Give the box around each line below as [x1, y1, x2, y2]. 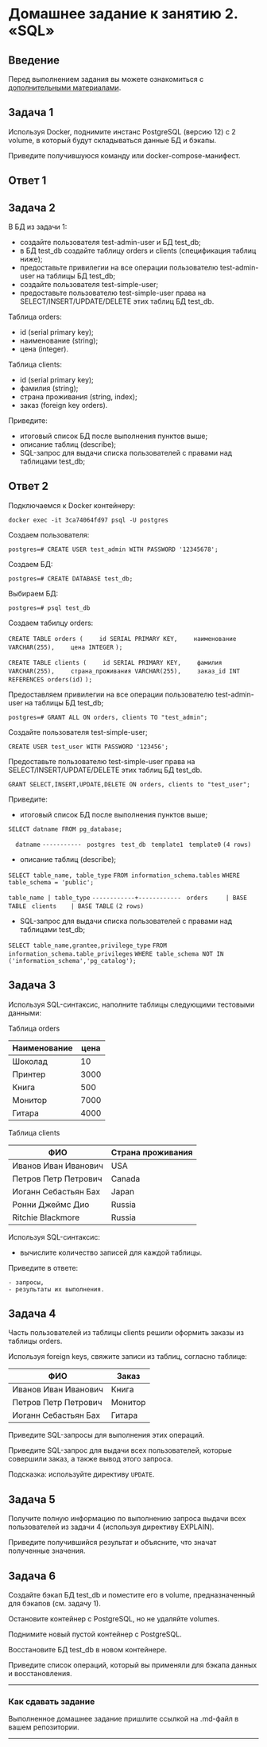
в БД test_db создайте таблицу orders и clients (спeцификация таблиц [19, 246, 257, 255]
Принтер [12, 1069, 46, 1080]
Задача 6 [8, 1569, 56, 1582]
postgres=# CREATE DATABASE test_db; [8, 574, 133, 583]
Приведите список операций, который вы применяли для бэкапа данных [8, 1660, 257, 1670]
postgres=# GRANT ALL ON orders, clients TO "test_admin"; [8, 713, 208, 721]
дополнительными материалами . [8, 83, 122, 92]
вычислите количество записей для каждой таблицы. [19, 1248, 203, 1257]
